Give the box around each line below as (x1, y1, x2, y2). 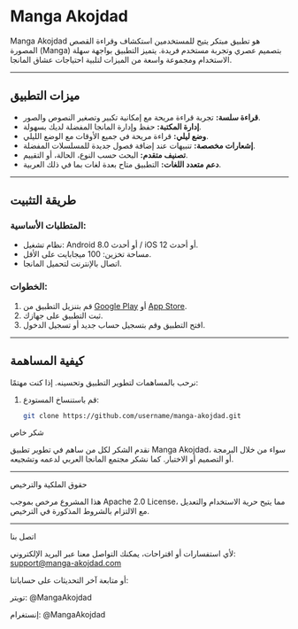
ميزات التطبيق (10, 89, 80, 104)
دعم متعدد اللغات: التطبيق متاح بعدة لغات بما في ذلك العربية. (22, 159, 222, 169)
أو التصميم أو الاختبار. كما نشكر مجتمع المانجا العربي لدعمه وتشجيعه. (10, 454, 234, 464)
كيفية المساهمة (10, 353, 85, 369)
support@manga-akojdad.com (10, 558, 122, 569)
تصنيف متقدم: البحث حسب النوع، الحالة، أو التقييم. (22, 149, 188, 160)
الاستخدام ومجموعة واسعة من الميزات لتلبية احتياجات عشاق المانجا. (10, 54, 233, 65)
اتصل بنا (10, 532, 36, 542)
